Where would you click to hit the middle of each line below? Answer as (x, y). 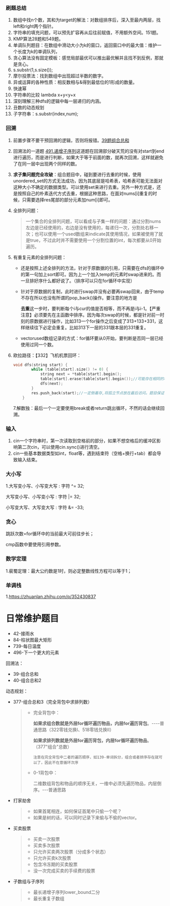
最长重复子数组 (49, 898)
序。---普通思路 (49, 790)
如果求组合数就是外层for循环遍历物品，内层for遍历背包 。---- (97, 723)
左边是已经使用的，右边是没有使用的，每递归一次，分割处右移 (90, 227)
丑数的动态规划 (29, 108)
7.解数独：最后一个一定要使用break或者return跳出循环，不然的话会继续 (87, 408)
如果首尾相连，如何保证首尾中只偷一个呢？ (77, 811)
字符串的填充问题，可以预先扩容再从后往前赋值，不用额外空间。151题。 (87, 33)
